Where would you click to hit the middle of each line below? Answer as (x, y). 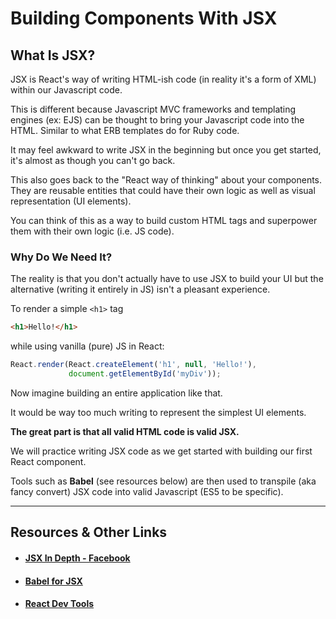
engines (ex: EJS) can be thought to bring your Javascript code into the (157, 120)
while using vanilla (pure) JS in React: (87, 346)
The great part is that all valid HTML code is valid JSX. (125, 431)
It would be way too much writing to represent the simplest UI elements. (158, 412)
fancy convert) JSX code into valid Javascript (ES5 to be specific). (147, 491)
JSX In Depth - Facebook (77, 558)
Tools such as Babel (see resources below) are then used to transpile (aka (163, 481)
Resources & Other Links (89, 532)
